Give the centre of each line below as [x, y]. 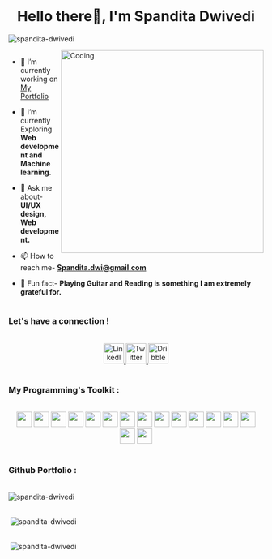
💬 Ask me [36, 187]
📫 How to [37, 256]
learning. [36, 172]
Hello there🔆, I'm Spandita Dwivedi [136, 17]
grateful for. [41, 291]
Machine [35, 163]
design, [33, 213]
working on [39, 79]
